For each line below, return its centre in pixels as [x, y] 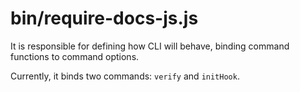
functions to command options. [75, 56]
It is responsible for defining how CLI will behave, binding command [150, 46]
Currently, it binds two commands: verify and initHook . [125, 76]
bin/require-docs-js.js [104, 18]
